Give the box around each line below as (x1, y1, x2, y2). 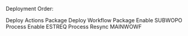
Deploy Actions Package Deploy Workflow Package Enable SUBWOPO (5, 17, 183, 23)
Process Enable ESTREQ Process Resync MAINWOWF (5, 23, 142, 30)
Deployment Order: (5, 5, 54, 12)
